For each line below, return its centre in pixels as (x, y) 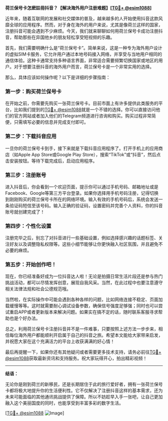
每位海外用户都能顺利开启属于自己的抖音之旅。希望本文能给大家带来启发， (86, 335)
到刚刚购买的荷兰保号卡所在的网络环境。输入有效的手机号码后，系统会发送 (82, 199)
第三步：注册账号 (26, 175)
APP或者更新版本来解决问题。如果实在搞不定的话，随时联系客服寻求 (88, 312)
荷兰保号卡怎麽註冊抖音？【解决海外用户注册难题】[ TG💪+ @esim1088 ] (78, 8)
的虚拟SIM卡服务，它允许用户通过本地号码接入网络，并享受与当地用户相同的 (84, 54)
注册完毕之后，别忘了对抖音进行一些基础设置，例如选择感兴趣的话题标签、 (82, 238)
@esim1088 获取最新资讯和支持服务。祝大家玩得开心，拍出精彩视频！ (76, 358)
